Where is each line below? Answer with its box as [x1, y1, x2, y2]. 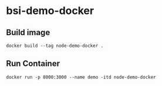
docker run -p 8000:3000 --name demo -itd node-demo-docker [6, 74, 157, 80]
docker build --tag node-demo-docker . [6, 43, 104, 49]
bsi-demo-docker [6, 4, 95, 18]
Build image [6, 27, 50, 37]
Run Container [6, 59, 60, 68]
